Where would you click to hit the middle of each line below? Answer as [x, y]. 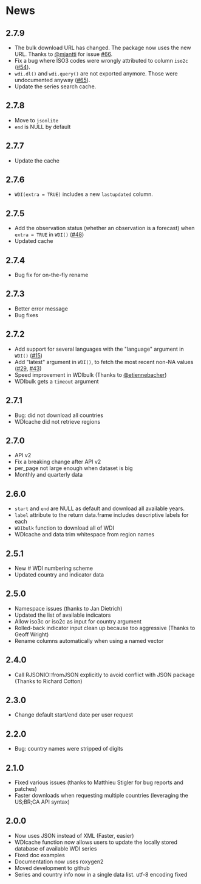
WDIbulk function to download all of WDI [64, 528]
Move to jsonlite [36, 120]
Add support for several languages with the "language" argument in [99, 349]
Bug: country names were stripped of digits [69, 749]
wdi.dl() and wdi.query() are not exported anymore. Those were [96, 73]
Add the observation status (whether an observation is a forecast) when [104, 228]
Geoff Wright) [32, 634]
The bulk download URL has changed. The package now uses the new [103, 47]
